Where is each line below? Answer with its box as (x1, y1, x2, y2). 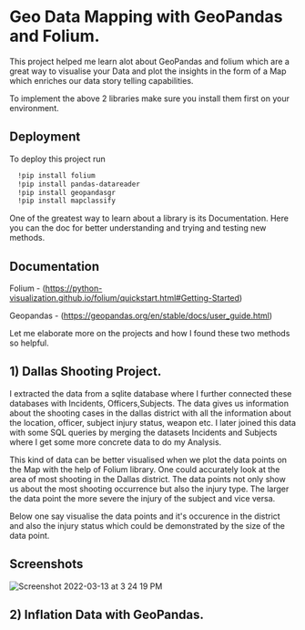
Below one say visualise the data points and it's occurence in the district (9, 511, 280, 522)
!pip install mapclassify (17, 196, 117, 206)
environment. (9, 102, 59, 113)
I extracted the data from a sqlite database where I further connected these (9, 387, 292, 398)
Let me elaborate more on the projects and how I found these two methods (9, 328, 290, 339)
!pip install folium (17, 170, 96, 180)
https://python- (45, 283, 103, 294)
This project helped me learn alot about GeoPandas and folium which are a (9, 56, 290, 67)
